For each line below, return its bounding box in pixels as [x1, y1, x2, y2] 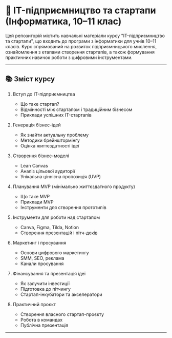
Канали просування [20, 260, 64, 267]
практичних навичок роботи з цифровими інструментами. [5, 54, 133, 61]
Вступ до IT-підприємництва [12, 91, 75, 97]
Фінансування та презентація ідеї [12, 270, 86, 276]
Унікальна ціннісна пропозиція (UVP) [20, 173, 101, 179]
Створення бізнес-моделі [12, 153, 69, 159]
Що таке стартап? [20, 101, 60, 107]
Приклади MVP [20, 199, 54, 205]
